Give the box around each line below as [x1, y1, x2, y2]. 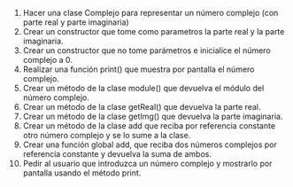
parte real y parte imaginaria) [22, 17, 129, 27]
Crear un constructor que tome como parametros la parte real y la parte [22, 27, 285, 36]
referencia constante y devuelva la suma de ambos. [22, 149, 212, 159]
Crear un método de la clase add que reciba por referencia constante [22, 121, 276, 131]
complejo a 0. [22, 55, 73, 65]
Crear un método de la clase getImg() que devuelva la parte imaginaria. [22, 111, 283, 121]
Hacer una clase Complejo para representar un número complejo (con [22, 8, 279, 18]
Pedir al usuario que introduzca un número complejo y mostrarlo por [22, 159, 273, 168]
